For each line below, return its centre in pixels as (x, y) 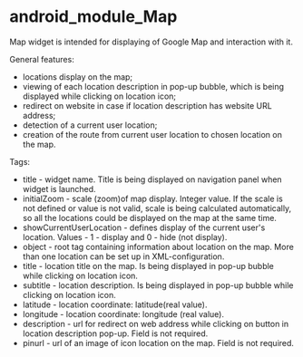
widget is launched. (59, 188)
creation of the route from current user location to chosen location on (152, 134)
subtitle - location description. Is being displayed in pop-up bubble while (158, 285)
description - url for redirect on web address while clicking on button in (155, 323)
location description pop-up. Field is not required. (115, 333)
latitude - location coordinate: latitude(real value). (115, 304)
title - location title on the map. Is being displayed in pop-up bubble (148, 265)
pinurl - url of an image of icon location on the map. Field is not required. (158, 343)
